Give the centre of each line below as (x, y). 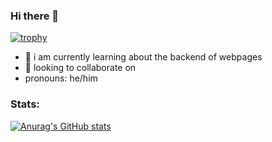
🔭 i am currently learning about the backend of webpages (143, 57)
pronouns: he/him (61, 78)
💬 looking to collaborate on (80, 68)
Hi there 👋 (35, 16)
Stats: (25, 104)
